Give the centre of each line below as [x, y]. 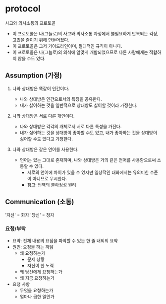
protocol [23, 9]
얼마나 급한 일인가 [37, 297]
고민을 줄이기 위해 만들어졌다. [41, 40]
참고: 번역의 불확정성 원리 [52, 185]
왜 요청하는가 [32, 253]
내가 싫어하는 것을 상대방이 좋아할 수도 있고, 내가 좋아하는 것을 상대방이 [88, 133]
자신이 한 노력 [40, 265]
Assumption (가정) [34, 76]
